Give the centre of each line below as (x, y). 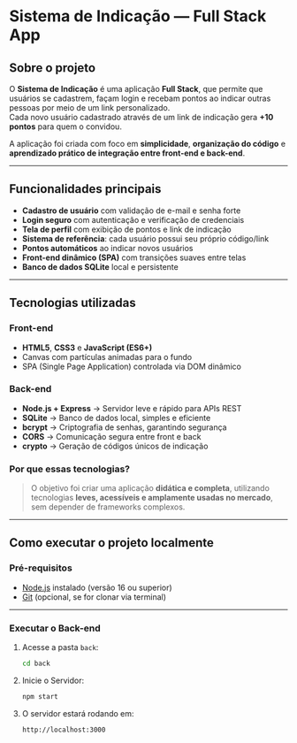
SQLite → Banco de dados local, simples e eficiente (116, 417)
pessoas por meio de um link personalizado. (90, 107)
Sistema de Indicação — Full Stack (138, 16)
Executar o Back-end (55, 628)
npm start (40, 696)
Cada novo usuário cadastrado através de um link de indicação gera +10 (141, 117)
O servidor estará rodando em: (78, 713)
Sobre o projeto (52, 68)
